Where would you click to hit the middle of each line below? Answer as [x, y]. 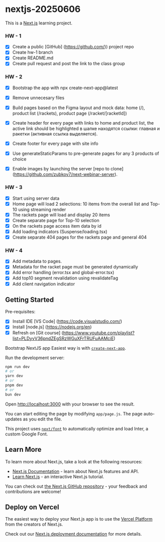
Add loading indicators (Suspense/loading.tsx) [60, 231]
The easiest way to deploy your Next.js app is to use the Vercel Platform [79, 519]
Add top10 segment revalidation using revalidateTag [65, 278]
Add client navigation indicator [44, 284]
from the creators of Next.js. [34, 525]
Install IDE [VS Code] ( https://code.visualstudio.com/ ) [67, 321]
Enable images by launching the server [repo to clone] [68, 169]
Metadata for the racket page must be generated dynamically [75, 267]
